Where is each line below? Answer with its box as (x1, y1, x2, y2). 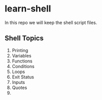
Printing (11, 47, 28, 53)
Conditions (11, 63, 34, 69)
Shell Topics (4, 34, 43, 42)
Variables (11, 52, 31, 58)
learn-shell (4, 3, 51, 14)
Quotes (11, 84, 27, 90)
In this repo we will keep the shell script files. (4, 19, 97, 25)
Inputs (11, 79, 25, 85)
